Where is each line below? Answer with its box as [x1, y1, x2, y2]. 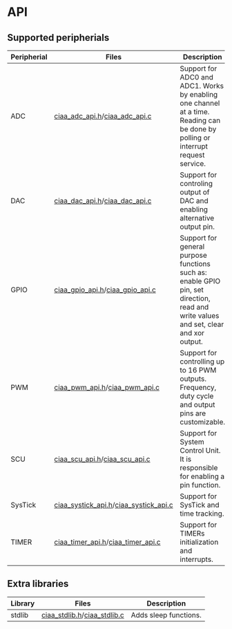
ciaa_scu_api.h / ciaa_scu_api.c [54, 454, 151, 464]
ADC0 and [180, 73, 214, 82]
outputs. [180, 374, 207, 384]
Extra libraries [7, 578, 69, 590]
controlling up [180, 357, 225, 366]
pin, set [180, 285, 204, 294]
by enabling [180, 90, 218, 99]
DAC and [180, 196, 209, 205]
